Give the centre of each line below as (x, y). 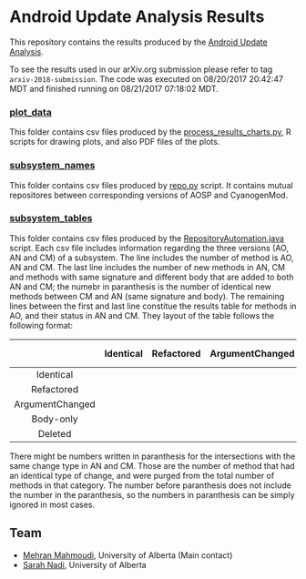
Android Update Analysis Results (137, 17)
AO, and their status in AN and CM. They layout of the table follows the (142, 315)
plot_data (31, 112)
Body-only (55, 419)
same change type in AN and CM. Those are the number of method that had (152, 465)
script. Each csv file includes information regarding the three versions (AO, (149, 248)
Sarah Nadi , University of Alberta (85, 564)
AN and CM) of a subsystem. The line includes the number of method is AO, (152, 258)
